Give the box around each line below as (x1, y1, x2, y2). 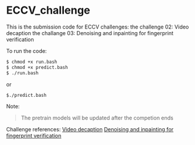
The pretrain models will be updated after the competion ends (20, 114, 173, 122)
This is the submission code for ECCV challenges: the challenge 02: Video (6, 23, 190, 30)
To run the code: (6, 47, 47, 54)
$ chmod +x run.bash (6, 59, 58, 65)
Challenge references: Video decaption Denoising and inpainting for (6, 126, 174, 133)
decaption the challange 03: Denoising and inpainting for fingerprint (6, 29, 173, 36)
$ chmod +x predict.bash (6, 64, 68, 70)
